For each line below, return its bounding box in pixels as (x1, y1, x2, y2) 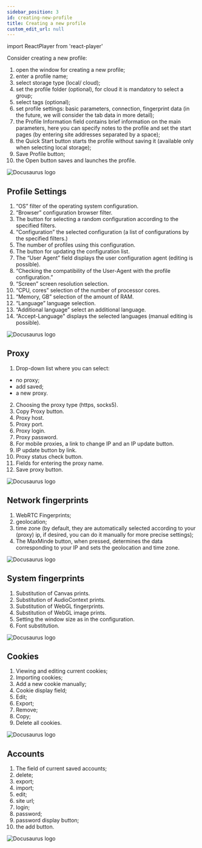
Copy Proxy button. (15, 408, 64, 415)
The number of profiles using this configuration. (15, 241, 136, 249)
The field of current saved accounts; (15, 765, 107, 772)
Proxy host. (15, 414, 44, 421)
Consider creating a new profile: (7, 54, 87, 62)
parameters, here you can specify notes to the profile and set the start (15, 124, 192, 132)
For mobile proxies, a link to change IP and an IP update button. (15, 440, 175, 447)
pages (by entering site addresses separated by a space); (15, 131, 160, 138)
